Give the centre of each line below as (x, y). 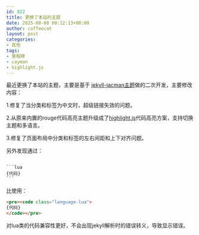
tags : (13, 51)
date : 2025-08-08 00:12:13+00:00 (48, 23)
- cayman (17, 62)
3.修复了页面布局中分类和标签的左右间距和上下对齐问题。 (77, 138)
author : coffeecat (29, 28)
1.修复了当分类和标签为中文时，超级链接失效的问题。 (71, 105)
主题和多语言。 (25, 126)
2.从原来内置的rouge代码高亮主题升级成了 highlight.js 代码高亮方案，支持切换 (100, 118)
